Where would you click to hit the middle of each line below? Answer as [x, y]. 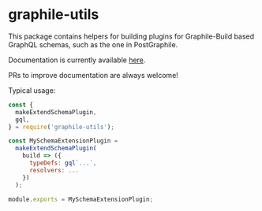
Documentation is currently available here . [77, 60]
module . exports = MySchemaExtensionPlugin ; [81, 199]
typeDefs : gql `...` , [63, 163]
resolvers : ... [54, 170]
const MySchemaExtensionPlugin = [63, 141]
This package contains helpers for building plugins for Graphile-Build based [131, 36]
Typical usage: [32, 90]
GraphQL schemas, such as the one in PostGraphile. [93, 44]
